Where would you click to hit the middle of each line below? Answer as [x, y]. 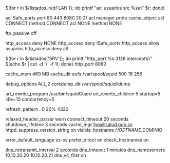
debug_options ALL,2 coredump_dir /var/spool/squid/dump [68, 84]
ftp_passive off [21, 33]
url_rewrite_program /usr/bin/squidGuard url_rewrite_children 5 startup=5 [83, 94]
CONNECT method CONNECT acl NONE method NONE [64, 23]
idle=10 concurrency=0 [30, 99]
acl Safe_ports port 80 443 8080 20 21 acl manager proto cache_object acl [85, 18]
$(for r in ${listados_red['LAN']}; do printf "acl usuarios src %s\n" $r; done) [85, 8]
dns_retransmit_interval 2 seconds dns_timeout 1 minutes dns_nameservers [85, 150]
